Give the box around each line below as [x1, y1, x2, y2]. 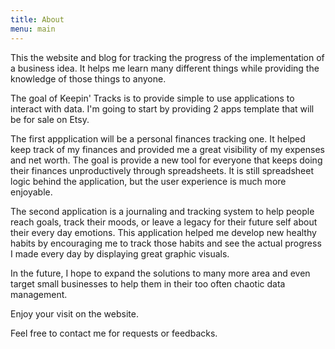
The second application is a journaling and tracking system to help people [10, 205, 315, 217]
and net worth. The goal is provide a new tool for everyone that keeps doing [10, 154, 323, 166]
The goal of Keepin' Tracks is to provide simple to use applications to [10, 92, 295, 104]
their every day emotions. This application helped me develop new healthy [10, 226, 317, 238]
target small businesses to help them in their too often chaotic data [10, 277, 286, 290]
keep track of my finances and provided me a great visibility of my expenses [10, 143, 325, 155]
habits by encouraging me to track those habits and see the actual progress [10, 237, 322, 249]
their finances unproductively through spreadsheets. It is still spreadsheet [10, 164, 314, 176]
